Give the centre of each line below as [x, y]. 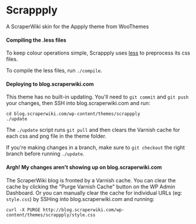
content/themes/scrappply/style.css [51, 215]
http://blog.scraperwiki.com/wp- [84, 210]
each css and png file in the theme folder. [56, 136]
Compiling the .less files [36, 40]
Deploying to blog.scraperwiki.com [50, 84]
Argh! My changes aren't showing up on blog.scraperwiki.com [84, 167]
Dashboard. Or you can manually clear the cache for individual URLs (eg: [94, 193]
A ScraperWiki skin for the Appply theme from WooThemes [77, 26]
